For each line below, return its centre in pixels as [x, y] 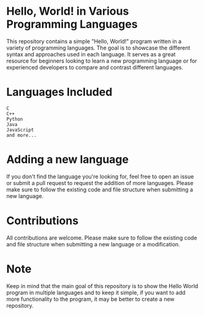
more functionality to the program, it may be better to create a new [90, 299]
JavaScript [20, 130]
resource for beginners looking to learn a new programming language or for [102, 61]
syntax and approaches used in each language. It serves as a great [91, 54]
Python [15, 119]
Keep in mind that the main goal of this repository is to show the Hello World [102, 286]
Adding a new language [67, 160]
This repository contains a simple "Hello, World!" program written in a [94, 41]
